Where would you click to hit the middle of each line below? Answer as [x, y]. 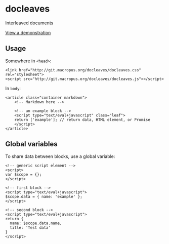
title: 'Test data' [30, 228]
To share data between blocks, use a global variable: [60, 156]
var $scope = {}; [24, 174]
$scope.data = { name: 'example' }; [44, 196]
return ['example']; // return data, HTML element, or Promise [82, 119]
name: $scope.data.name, [36, 223]
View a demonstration [28, 32]
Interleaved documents [29, 23]
